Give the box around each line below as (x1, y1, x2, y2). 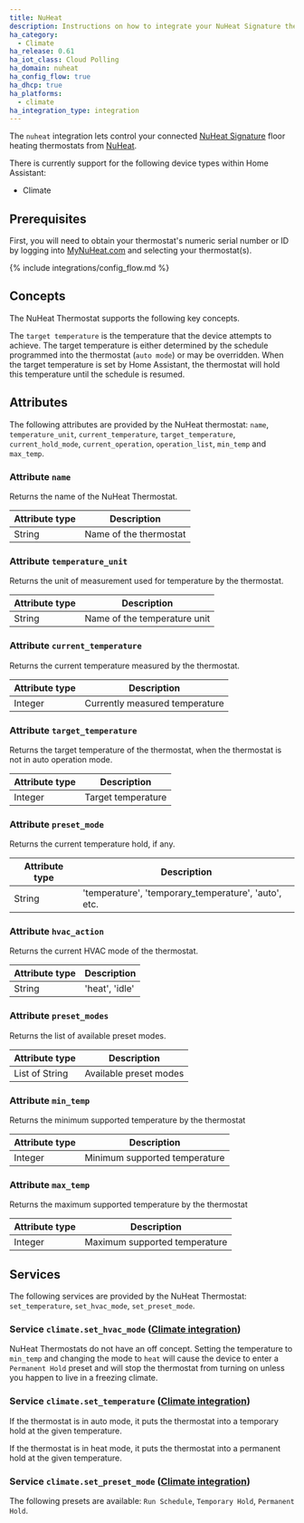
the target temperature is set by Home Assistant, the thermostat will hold (9, 359, 280, 369)
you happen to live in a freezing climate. (9, 1373, 158, 1384)
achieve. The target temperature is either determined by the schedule (9, 340, 269, 350)
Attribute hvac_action (9, 925, 104, 938)
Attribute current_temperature (9, 639, 142, 652)
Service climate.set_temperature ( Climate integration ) (9, 1395, 251, 1408)
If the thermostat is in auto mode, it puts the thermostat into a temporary (9, 1415, 279, 1426)
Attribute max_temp (9, 1178, 90, 1191)
